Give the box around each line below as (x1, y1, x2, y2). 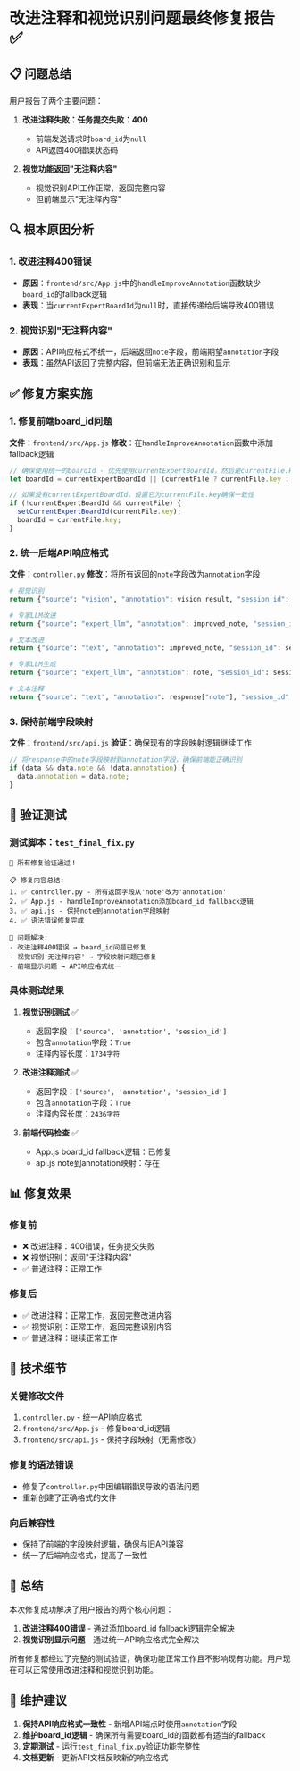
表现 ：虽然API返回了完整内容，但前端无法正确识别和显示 (21, 357, 231, 367)
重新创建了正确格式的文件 (21, 1492, 117, 1503)
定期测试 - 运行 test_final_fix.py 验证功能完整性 (21, 1741, 201, 1751)
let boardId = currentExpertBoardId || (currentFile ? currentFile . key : (9, 475, 290, 484)
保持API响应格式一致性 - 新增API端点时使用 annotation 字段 (21, 1718, 237, 1729)
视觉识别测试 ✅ (21, 1007, 79, 1017)
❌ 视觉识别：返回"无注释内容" (21, 1252, 132, 1263)
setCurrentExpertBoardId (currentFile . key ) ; (17, 507, 181, 517)
